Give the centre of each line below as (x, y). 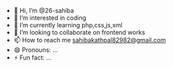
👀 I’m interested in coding (50, 18)
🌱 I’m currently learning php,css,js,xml (68, 25)
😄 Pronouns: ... (36, 50)
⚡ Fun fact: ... (32, 57)
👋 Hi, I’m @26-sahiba (44, 11)
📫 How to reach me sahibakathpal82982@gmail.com (90, 40)
